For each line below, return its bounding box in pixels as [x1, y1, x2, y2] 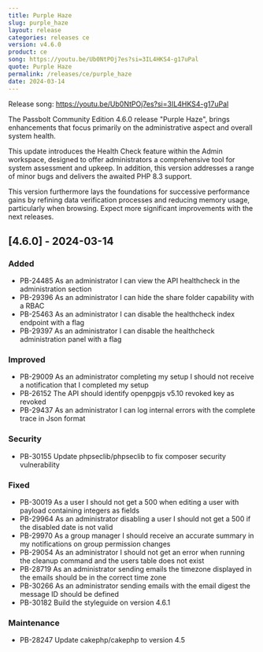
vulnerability [19, 460, 61, 469]
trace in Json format [19, 414, 86, 424]
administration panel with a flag [19, 335, 122, 344]
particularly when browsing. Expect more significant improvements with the [8, 203, 254, 213]
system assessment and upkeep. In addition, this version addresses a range [8, 163, 254, 172]
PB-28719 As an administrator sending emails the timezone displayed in [19, 565, 252, 574]
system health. [8, 131, 57, 140]
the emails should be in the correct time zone [19, 572, 167, 583]
